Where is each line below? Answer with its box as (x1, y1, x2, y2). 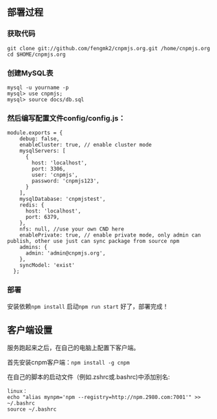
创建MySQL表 (7, 68, 54, 78)
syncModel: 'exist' (19, 262, 76, 269)
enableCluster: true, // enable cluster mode (19, 142, 152, 149)
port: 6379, (25, 214, 60, 221)
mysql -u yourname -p (7, 84, 69, 91)
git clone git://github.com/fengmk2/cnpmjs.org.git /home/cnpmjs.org (7, 45, 211, 52)
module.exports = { (7, 129, 63, 136)
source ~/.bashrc (7, 406, 57, 413)
